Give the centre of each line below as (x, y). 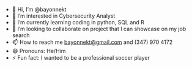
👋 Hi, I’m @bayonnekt (39, 9)
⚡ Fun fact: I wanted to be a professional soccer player (81, 58)
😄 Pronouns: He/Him (39, 51)
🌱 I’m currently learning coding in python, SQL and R (78, 22)
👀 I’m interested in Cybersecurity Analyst (64, 16)
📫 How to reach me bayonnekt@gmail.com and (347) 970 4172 (92, 42)
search (21, 35)
